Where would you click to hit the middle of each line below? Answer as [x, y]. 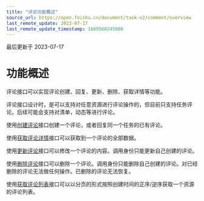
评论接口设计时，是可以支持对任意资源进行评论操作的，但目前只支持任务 [97, 104]
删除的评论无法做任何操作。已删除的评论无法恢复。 [70, 171]
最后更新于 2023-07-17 [35, 47]
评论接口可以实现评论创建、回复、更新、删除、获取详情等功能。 [86, 92]
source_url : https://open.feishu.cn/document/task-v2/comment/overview [99, 18]
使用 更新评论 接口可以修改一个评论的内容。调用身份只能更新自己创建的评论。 [102, 151]
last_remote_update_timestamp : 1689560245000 [65, 29]
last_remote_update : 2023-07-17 [47, 23]
